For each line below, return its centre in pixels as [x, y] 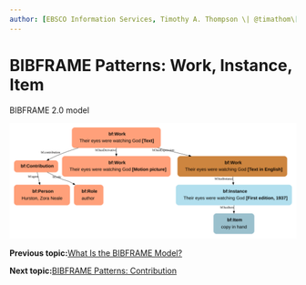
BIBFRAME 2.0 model [49, 110]
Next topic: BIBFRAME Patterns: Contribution [93, 271]
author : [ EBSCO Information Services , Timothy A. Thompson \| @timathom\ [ [154, 19]
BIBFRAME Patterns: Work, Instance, [151, 65]
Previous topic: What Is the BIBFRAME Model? [96, 253]
